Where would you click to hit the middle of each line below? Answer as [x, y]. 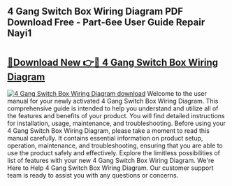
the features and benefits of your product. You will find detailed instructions [116, 116]
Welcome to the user [177, 93]
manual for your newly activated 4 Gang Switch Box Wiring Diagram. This [113, 101]
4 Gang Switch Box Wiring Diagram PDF [95, 12]
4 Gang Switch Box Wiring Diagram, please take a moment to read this [108, 131]
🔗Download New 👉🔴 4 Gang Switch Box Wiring [113, 62]
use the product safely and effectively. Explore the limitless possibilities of [114, 153]
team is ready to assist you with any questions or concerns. [93, 175]
